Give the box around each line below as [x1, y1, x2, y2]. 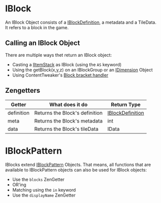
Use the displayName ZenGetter [12, 192, 76, 198]
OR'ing [12, 181, 26, 188]
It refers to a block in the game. [5, 24, 69, 30]
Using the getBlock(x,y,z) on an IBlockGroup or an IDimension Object [12, 67, 153, 73]
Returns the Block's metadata [34, 117, 103, 124]
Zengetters [5, 86, 40, 95]
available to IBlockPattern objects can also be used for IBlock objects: [5, 166, 147, 173]
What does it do [49, 101, 88, 108]
